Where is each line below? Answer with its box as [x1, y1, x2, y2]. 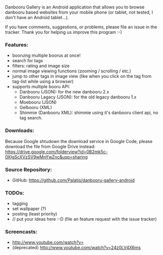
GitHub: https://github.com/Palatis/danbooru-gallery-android [12, 177, 135, 183]
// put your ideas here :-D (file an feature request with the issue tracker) [12, 216, 157, 222]
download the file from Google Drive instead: [5, 143, 95, 149]
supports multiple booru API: [12, 84, 70, 90]
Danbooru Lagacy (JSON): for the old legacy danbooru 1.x [19, 94, 137, 100]
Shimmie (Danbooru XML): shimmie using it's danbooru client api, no [19, 110, 158, 116]
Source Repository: [5, 166, 52, 173]
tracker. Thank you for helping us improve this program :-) [5, 29, 122, 35]
